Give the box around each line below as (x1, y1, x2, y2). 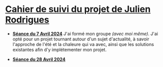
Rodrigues (5, 14, 49, 25)
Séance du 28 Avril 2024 (12, 56, 66, 62)
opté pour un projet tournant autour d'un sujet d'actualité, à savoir (12, 36, 149, 42)
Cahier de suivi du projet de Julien (5, 3, 151, 15)
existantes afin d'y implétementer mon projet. (12, 46, 107, 52)
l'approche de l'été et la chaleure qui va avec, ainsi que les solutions (12, 41, 154, 47)
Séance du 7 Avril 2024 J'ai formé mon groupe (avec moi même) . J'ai (12, 30, 158, 36)
